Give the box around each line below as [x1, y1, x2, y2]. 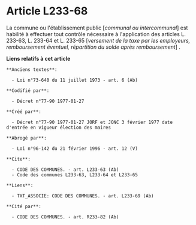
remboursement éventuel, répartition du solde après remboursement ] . [6, 43, 181, 51]
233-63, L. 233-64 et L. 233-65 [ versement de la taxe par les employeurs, [6, 37, 191, 44]
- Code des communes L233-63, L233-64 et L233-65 [11, 171, 138, 178]
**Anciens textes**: [6, 66, 58, 73]
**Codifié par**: [6, 87, 50, 94]
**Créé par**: [6, 108, 42, 115]
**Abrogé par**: [6, 135, 47, 141]
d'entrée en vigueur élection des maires [6, 125, 111, 131]
